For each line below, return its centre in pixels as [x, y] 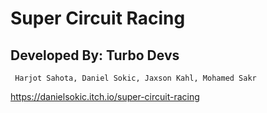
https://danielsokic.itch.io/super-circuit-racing [105, 96]
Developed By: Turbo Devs [95, 55]
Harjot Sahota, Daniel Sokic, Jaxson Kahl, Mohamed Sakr [135, 78]
